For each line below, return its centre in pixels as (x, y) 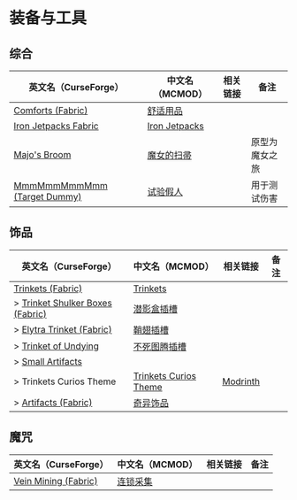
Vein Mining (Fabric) (56, 481)
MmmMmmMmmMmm (61, 185)
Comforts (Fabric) (51, 110)
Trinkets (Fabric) (48, 288)
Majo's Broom (42, 154)
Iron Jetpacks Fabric (56, 126)
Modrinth (241, 381)
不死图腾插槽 (160, 346)
